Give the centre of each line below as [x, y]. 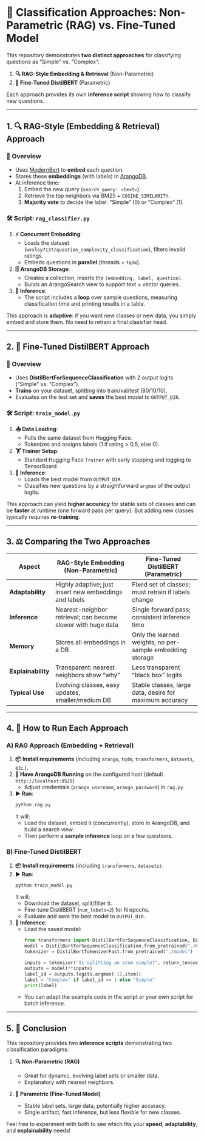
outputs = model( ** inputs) [58, 968]
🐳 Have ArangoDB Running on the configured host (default [89, 774]
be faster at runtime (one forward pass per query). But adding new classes [100, 510]
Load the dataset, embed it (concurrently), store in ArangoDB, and [107, 823]
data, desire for [154, 692]
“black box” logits [157, 675]
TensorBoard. [41, 466]
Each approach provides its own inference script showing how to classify [99, 94]
